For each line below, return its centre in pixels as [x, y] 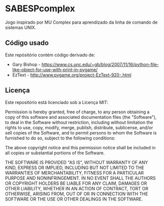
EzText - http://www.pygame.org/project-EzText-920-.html [72, 75]
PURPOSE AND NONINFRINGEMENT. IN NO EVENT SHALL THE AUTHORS [81, 178]
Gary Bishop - [26, 64]
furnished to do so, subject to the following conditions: [60, 138]
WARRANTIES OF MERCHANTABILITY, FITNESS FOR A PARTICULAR [74, 172]
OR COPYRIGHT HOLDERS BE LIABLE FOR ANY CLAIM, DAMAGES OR [76, 183]
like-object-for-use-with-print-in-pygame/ [55, 69]
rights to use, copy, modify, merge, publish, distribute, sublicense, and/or [79, 127]
